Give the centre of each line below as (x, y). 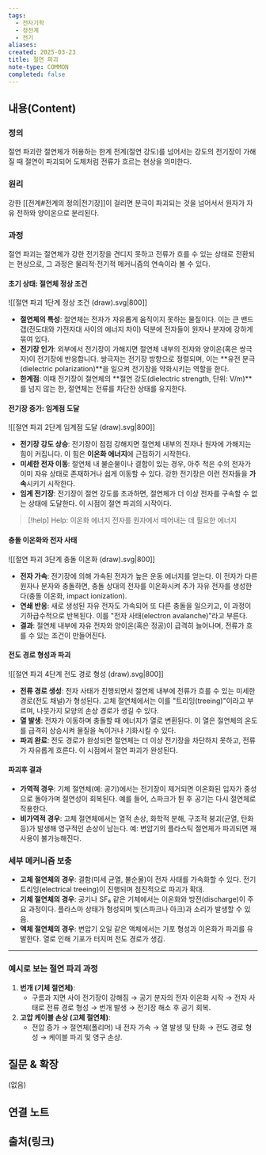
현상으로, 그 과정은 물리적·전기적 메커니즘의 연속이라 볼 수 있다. (114, 264)
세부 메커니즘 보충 (40, 861)
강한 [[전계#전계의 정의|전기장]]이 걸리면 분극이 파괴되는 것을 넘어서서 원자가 (127, 203)
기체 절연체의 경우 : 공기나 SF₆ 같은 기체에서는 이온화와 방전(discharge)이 (133, 899)
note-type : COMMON (38, 67)
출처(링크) (32, 1142)
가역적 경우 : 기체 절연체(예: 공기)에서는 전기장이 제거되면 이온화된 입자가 (131, 788)
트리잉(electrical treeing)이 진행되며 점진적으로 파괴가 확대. (112, 889)
